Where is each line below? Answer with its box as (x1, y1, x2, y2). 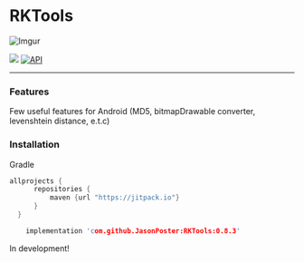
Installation (9, 138, 61, 151)
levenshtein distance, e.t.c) (9, 115, 110, 127)
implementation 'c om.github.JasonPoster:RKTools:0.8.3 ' (25, 226, 242, 236)
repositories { (33, 185, 91, 194)
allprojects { (9, 176, 63, 186)
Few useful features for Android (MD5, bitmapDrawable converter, (9, 106, 256, 117)
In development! (9, 242, 70, 254)
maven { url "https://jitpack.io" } (49, 193, 180, 202)
